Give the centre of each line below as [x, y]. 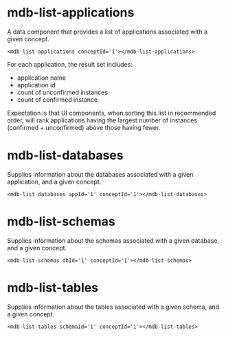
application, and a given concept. [54, 182]
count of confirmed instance [57, 99]
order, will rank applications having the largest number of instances [102, 120]
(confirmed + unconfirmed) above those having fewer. [84, 127]
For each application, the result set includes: [70, 64]
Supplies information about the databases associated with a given [100, 174]
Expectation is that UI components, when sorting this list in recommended [112, 113]
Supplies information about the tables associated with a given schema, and [113, 307]
